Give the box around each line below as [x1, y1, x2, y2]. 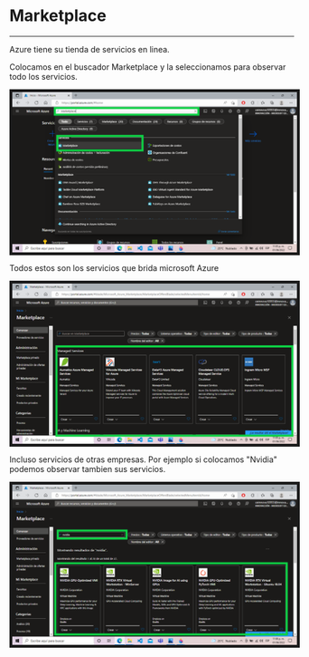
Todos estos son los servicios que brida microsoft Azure [9, 262, 220, 273]
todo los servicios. [9, 71, 79, 82]
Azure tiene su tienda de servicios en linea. [9, 43, 170, 54]
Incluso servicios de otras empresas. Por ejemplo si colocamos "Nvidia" [9, 454, 278, 465]
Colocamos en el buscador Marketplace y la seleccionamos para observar [9, 61, 286, 72]
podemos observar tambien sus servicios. [9, 463, 166, 474]
